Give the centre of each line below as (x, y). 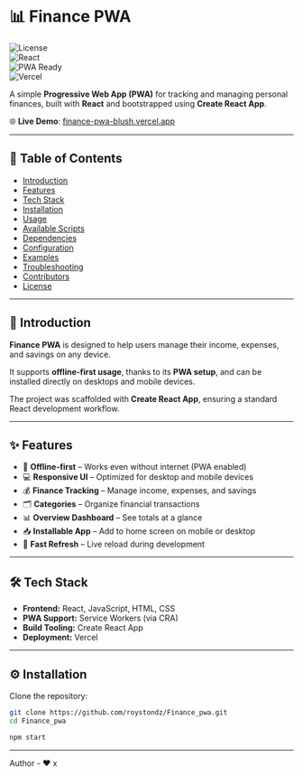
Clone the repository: (49, 696)
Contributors (46, 276)
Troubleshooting (53, 266)
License (37, 285)
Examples (41, 257)
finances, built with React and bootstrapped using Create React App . (138, 103)
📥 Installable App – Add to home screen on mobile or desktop (138, 531)
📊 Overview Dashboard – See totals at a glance (112, 518)
